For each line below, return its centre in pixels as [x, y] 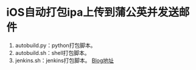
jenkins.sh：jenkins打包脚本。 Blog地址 [65, 60]
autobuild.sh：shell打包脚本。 [52, 52]
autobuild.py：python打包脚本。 [55, 45]
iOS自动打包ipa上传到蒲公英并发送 [93, 12]
